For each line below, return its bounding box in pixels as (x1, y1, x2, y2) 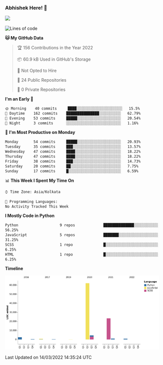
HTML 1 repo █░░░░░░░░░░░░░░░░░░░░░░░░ (5, 252, 159, 257)
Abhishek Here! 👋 (5, 4, 47, 11)
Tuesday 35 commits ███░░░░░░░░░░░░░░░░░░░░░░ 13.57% (5, 144, 141, 150)
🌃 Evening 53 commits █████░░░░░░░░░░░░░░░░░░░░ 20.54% (5, 116, 141, 121)
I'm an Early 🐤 (5, 96, 34, 102)
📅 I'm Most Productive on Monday (5, 129, 76, 135)
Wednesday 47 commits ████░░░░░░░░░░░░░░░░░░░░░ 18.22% (5, 149, 141, 154)
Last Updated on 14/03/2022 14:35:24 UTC (5, 354, 92, 361)
